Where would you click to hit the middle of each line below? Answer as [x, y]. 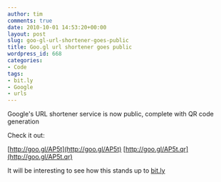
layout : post [27, 34]
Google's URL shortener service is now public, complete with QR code [110, 114]
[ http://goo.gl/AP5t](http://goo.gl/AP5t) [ [67, 149]
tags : [15, 74]
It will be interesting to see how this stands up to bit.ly [86, 171]
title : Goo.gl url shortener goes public [70, 47]
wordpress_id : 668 [35, 54]
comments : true [30, 21]
